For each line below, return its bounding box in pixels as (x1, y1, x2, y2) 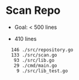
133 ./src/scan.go (11, 52, 58, 58)
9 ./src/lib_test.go (16, 67, 68, 74)
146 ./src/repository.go (11, 46, 74, 53)
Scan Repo (5, 4, 61, 17)
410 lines (14, 35, 37, 42)
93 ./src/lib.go (13, 57, 55, 63)
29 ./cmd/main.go (13, 63, 58, 69)
